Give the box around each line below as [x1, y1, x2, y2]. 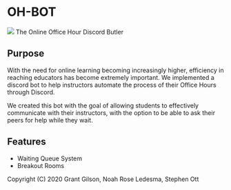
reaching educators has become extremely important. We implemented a [7, 73, 215, 81]
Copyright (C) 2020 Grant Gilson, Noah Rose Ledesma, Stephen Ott [7, 175, 199, 183]
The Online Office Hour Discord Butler [15, 28, 124, 36]
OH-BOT [7, 4, 57, 20]
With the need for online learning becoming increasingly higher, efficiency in [7, 66, 224, 74]
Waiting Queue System [17, 154, 83, 162]
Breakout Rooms [17, 161, 64, 169]
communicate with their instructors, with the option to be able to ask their [7, 108, 216, 117]
